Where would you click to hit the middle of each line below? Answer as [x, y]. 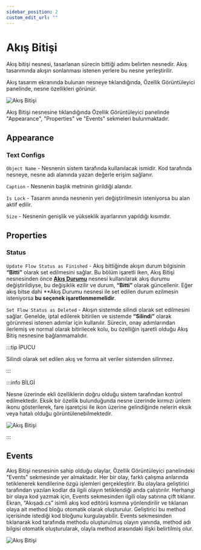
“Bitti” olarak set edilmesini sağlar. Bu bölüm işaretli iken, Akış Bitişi [91, 272]
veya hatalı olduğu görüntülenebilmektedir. [59, 413]
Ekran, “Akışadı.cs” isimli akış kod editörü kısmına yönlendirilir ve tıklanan [97, 503]
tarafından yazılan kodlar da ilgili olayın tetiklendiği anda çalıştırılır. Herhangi [100, 490]
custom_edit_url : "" [32, 18]
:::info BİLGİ [21, 382]
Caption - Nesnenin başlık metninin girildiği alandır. [70, 187]
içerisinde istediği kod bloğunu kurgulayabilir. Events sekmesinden [89, 515]
